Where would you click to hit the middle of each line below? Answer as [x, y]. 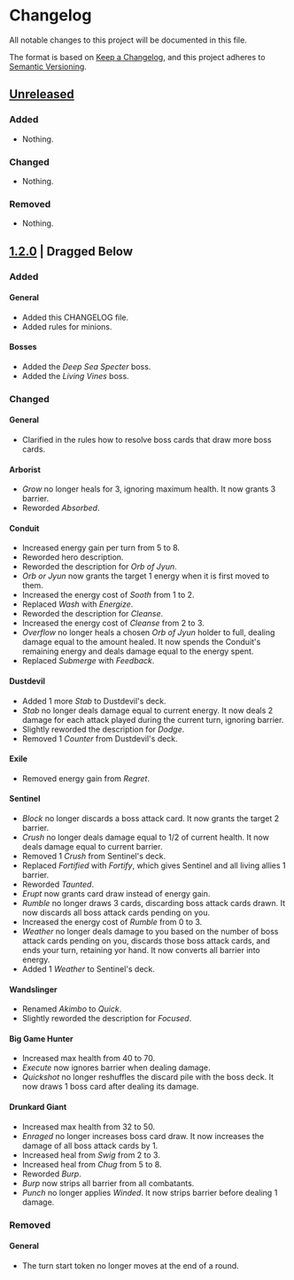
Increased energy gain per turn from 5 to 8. [101, 548]
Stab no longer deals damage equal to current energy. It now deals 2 [147, 710]
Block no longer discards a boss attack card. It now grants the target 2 [151, 818]
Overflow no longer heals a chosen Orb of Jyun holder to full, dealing [148, 632]
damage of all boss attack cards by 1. [90, 1145]
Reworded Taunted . [58, 884]
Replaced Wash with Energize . [77, 604]
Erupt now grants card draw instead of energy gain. [116, 894]
